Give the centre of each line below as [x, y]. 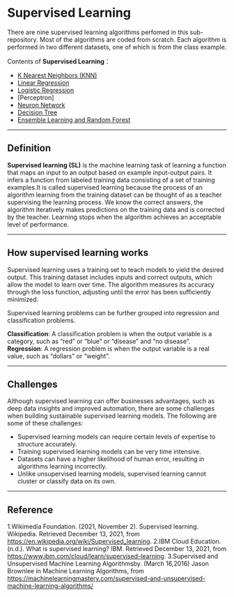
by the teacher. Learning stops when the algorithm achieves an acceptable [114, 217]
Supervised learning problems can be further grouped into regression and [113, 312]
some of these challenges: [45, 423]
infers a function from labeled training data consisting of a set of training [111, 180]
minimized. [23, 299]
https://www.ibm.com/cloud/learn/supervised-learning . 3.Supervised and [113, 557]
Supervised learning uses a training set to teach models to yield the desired [116, 269]
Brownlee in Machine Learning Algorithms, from [76, 571]
